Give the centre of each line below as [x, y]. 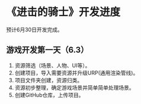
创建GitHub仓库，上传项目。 [49, 95]
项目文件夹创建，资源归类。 [49, 80]
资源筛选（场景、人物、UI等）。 [52, 65]
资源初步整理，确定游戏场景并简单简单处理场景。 [74, 87]
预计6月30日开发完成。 [35, 30]
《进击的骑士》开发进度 [63, 12]
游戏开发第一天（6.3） [47, 50]
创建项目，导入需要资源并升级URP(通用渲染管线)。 [76, 73]
